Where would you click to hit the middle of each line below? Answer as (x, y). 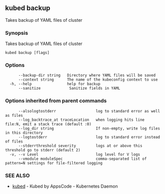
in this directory (24, 133)
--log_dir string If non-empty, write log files (89, 128)
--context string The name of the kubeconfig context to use (88, 80)
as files (14, 115)
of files (14, 141)
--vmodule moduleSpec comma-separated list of (82, 159)
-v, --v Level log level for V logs (75, 154)
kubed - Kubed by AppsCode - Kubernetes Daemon (65, 186)
